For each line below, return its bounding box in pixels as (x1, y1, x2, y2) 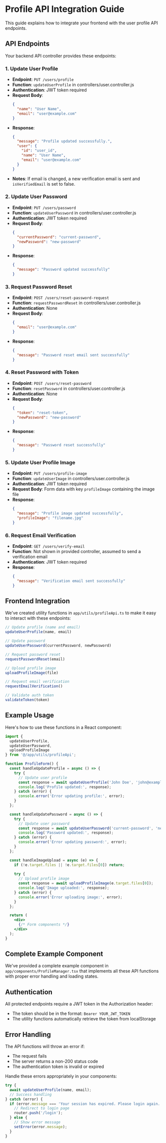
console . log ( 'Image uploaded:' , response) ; (18, 885, 110, 891)
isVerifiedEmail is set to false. (12, 181, 76, 187)
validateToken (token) (5, 698, 50, 703)
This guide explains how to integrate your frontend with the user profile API (5, 20, 158, 26)
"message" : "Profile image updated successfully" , (17, 511, 124, 516)
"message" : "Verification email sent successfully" (17, 578, 125, 583)
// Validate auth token (5, 693, 54, 698)
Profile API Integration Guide (5, 3, 124, 15)
